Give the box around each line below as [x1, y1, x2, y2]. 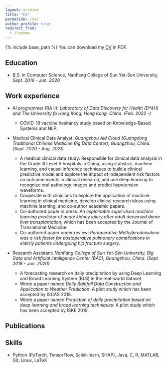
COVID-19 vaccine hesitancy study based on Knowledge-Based [19, 120, 151, 126]
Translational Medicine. [19, 224, 68, 230]
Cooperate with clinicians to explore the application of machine [19, 192, 150, 198]
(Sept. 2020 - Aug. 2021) [12, 145, 64, 151]
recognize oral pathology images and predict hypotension [19, 182, 139, 188]
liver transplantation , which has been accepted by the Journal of [19, 219, 153, 225]
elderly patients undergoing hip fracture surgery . [19, 240, 121, 246]
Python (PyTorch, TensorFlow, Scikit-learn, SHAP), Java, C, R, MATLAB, [12, 352, 160, 358]
